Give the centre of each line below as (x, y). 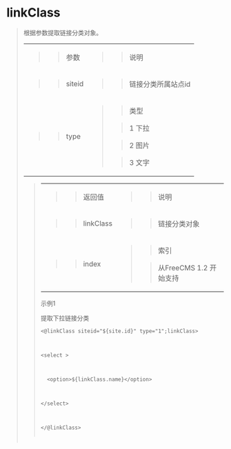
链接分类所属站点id (160, 84)
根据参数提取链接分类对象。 (63, 32)
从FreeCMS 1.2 (183, 268)
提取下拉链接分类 (65, 318)
